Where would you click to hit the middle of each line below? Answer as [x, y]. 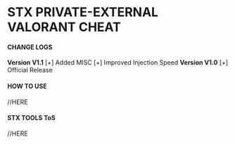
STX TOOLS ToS [31, 118]
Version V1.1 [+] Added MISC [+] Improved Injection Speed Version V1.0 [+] [118, 63]
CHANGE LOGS [30, 47]
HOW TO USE [27, 86]
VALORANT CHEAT [64, 27]
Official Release [30, 70]
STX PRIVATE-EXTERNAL [83, 12]
